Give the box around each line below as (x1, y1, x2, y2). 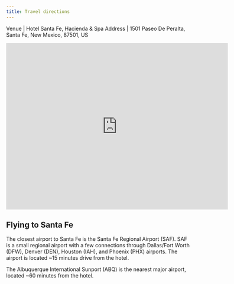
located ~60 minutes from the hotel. (6, 272, 94, 279)
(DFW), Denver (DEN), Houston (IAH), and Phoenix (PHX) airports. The (6, 248, 178, 255)
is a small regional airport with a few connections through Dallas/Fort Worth (6, 242, 190, 249)
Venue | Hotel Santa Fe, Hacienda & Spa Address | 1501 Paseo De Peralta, (6, 25, 186, 32)
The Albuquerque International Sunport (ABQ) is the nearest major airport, (6, 266, 186, 273)
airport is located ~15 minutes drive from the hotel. (6, 254, 129, 262)
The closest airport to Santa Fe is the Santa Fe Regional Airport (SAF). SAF (6, 235, 187, 243)
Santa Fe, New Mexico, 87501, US (6, 31, 89, 38)
